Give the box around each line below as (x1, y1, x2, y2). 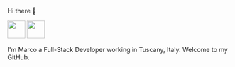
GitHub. (7, 53, 30, 61)
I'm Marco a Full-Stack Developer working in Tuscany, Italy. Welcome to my (7, 46, 229, 54)
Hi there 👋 (7, 7, 37, 15)
